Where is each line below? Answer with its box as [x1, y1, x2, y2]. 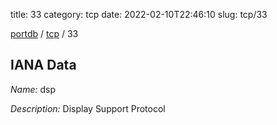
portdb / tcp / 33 [10, 28, 79, 39]
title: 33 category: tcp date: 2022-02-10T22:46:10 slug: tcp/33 [10, 9, 268, 20]
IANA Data [10, 57, 77, 74]
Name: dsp [10, 83, 56, 95]
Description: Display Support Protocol [10, 102, 166, 114]
